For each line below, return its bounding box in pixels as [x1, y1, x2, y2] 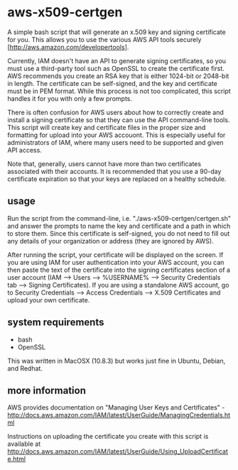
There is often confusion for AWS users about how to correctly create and [7, 108, 224, 116]
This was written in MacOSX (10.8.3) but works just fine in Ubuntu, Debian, [7, 356, 226, 365]
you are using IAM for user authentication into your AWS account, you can [7, 258, 225, 266]
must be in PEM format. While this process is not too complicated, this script [7, 87, 231, 95]
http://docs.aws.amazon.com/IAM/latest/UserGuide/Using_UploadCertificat [7, 447, 229, 456]
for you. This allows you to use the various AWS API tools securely [7, 35, 202, 43]
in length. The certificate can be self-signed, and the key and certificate [7, 79, 218, 87]
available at [7, 439, 41, 448]
